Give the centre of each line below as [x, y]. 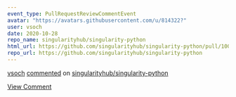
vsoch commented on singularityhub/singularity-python [88, 73]
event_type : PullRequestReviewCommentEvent [72, 14]
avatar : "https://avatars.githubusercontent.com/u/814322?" [97, 20]
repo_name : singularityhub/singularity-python [77, 40]
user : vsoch [25, 27]
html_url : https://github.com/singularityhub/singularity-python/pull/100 [119, 46]
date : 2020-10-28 [33, 33]
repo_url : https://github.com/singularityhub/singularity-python [105, 53]
